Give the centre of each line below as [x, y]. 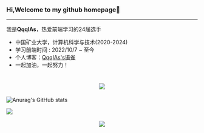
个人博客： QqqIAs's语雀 [45, 58]
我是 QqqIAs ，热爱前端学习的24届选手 [54, 29]
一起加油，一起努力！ [42, 65]
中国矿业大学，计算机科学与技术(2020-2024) [71, 43]
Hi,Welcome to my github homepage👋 [63, 10]
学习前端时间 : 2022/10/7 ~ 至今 [55, 50]
